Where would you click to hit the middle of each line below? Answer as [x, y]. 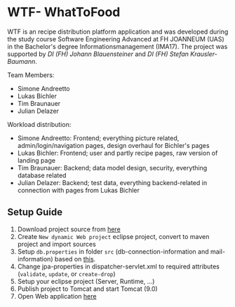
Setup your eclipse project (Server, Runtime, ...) [86, 281]
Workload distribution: [39, 124]
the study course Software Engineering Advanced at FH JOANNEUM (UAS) [116, 39]
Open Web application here [57, 296]
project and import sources [56, 244]
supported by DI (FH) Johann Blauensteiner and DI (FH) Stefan [98, 54]
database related [42, 175]
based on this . [75, 259]
